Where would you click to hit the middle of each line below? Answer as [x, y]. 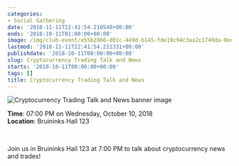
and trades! [24, 156]
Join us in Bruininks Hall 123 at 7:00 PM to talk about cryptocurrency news [116, 149]
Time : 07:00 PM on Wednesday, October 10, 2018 [80, 114]
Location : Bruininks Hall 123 [49, 121]
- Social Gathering [36, 21]
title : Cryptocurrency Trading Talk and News [76, 80]
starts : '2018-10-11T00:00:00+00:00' [63, 67]
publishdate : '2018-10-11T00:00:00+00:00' [71, 54]
